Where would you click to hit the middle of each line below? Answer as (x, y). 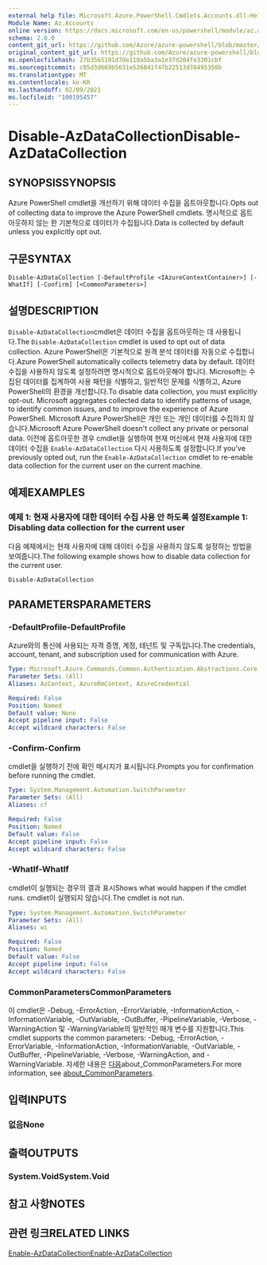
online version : (35, 30)
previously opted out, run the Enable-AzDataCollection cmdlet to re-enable (131, 457)
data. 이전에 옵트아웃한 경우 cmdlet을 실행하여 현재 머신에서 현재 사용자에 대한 (130, 438)
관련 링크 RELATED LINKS (69, 1234)
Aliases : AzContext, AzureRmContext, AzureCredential (99, 683)
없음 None (27, 1125)
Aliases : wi (28, 928)
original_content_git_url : (53, 53)
